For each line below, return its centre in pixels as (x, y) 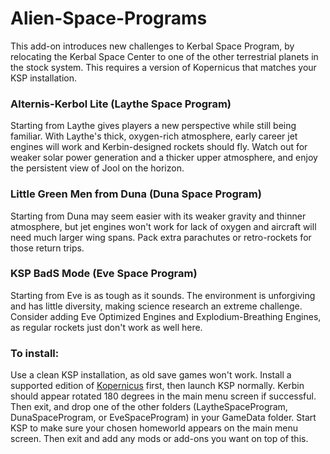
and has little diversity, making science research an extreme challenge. (156, 306)
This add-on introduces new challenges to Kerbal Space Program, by (152, 46)
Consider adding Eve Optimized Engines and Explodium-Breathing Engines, (166, 316)
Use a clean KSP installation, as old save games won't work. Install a (151, 375)
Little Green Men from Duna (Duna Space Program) (136, 194)
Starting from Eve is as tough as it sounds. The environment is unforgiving (163, 295)
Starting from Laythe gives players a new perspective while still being (153, 126)
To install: (35, 353)
